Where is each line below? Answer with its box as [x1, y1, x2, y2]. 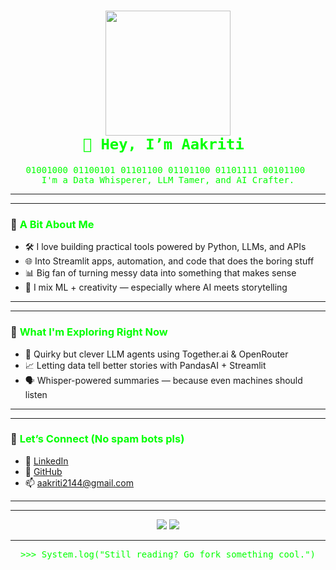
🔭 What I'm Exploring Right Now [10, 325, 168, 339]
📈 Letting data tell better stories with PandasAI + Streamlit [24, 359, 267, 371]
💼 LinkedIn [24, 455, 69, 467]
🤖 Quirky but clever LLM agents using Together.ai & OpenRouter [24, 348, 289, 360]
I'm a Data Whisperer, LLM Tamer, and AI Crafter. [41, 174, 295, 185]
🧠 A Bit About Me [10, 217, 95, 231]
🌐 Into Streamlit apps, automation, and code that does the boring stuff [24, 255, 315, 267]
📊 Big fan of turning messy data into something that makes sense [24, 267, 297, 279]
